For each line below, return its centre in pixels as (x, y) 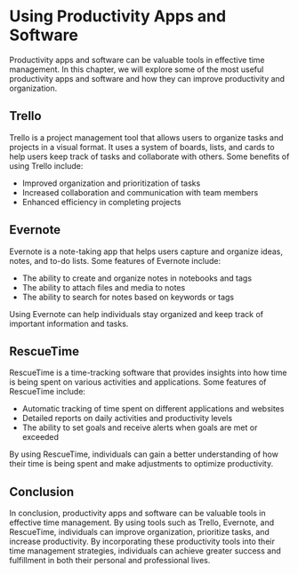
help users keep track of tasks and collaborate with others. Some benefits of (149, 156)
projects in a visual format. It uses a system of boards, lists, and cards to (142, 147)
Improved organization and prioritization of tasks (111, 183)
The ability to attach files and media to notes (104, 287)
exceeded (40, 437)
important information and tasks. (69, 323)
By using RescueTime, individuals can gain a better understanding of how (144, 454)
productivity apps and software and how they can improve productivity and (147, 78)
